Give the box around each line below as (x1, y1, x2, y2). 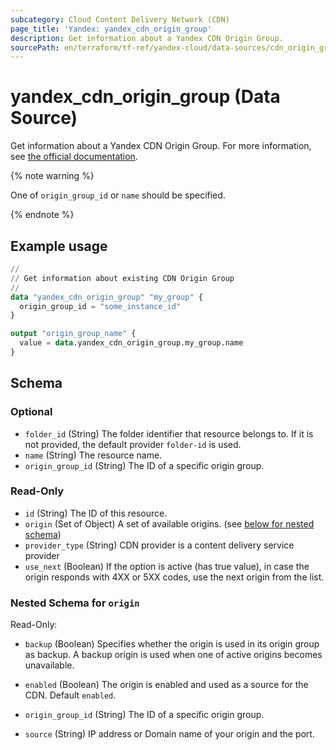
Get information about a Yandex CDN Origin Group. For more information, (10, 140, 312, 152)
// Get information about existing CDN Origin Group (10, 273, 235, 283)
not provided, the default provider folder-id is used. (24, 438, 242, 450)
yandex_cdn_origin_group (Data (10, 86, 281, 108)
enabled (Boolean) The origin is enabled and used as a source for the (24, 679, 309, 691)
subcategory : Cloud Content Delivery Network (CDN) (10, 14, 230, 25)
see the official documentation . (10, 151, 138, 163)
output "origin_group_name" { (10, 329, 137, 339)
